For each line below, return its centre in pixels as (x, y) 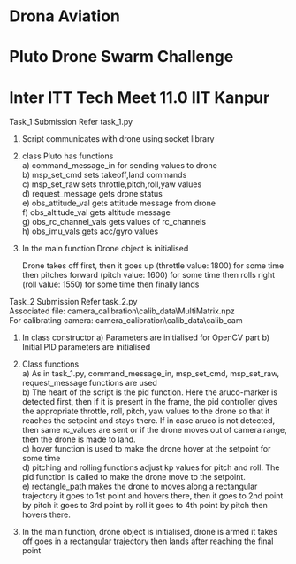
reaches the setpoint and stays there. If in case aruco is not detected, (148, 421)
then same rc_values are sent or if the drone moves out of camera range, (154, 430)
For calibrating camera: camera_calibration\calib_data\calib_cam (126, 321)
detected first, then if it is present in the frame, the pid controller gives (150, 402)
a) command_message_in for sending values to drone (120, 166)
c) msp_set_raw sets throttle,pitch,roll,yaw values (112, 184)
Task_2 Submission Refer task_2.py (73, 302)
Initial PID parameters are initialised (86, 347)
